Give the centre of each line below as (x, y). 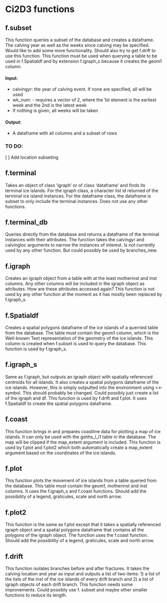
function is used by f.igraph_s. (36, 349)
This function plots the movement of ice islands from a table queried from (81, 480)
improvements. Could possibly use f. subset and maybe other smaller (76, 590)
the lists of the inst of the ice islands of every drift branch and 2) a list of (79, 579)
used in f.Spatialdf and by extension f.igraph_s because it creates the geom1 (83, 61)
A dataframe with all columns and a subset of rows (65, 133)
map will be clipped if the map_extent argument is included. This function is (83, 442)
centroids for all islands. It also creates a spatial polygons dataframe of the (82, 382)
